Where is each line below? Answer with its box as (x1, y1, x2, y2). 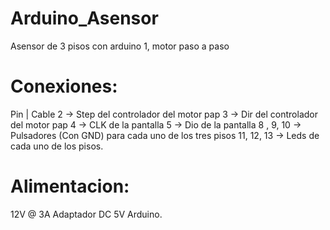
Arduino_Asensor (10, 7, 159, 30)
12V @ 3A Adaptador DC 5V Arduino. (10, 208, 163, 220)
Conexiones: (10, 75, 118, 98)
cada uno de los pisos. (10, 140, 104, 152)
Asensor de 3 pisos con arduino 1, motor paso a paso (10, 40, 230, 52)
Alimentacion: (10, 175, 130, 198)
